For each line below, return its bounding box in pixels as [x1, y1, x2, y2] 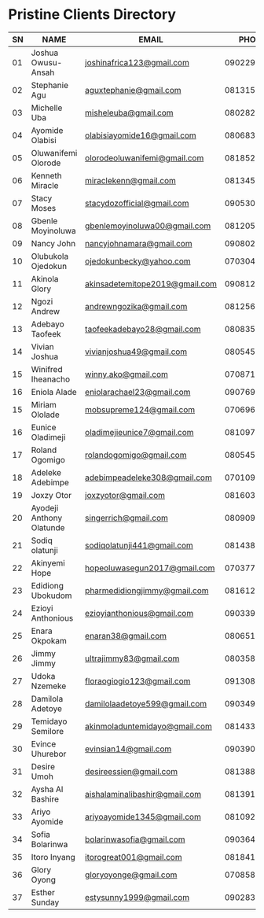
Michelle [31, 102, 63, 113]
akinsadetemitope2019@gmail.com [85, 278, 218, 289]
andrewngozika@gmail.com [85, 300, 188, 312]
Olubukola [31, 250, 69, 261]
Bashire [31, 793, 59, 804]
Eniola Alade [31, 386, 77, 397]
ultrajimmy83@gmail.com [85, 653, 180, 664]
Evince [31, 738, 57, 749]
